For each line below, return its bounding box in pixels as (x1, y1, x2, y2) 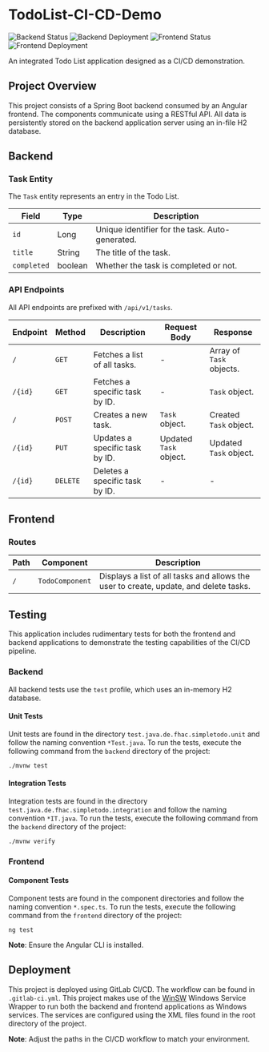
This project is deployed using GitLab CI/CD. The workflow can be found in (8, 984, 255, 994)
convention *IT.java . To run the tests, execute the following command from (8, 813, 259, 823)
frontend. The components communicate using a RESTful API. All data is (8, 109, 247, 119)
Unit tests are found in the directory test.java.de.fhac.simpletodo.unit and (8, 729, 260, 739)
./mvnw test (8, 761, 48, 770)
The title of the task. (95, 247, 171, 258)
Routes (8, 537, 37, 548)
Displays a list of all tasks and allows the (98, 570, 251, 582)
